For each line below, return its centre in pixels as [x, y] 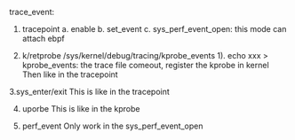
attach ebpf [43, 39]
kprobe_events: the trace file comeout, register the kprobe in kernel [145, 65]
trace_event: [32, 12]
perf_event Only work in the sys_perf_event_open [112, 126]
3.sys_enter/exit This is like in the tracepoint [90, 92]
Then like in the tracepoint [70, 74]
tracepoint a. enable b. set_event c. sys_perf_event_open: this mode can [154, 29]
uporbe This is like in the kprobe [81, 109]
